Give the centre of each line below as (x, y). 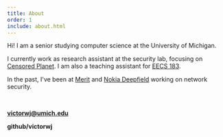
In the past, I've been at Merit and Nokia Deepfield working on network (107, 79)
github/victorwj (30, 127)
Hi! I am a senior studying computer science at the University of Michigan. (112, 46)
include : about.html (37, 26)
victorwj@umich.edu (38, 113)
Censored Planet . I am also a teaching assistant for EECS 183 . (94, 66)
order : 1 (20, 20)
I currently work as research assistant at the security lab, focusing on (105, 59)
